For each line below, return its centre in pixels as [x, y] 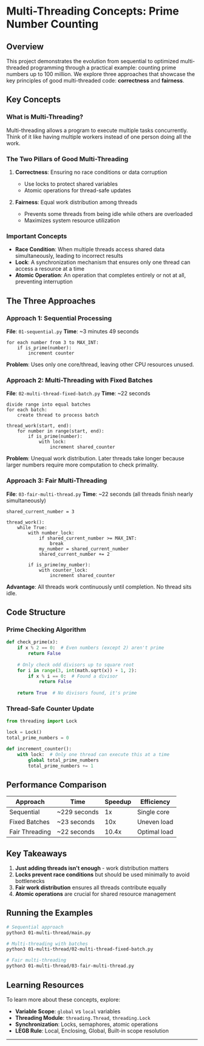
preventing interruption [44, 282]
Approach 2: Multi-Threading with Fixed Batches [80, 380]
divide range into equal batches [49, 405]
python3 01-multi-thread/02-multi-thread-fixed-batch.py [80, 949]
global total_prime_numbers [63, 760]
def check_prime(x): [32, 642]
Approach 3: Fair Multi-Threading [57, 480]
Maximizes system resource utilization [72, 220]
